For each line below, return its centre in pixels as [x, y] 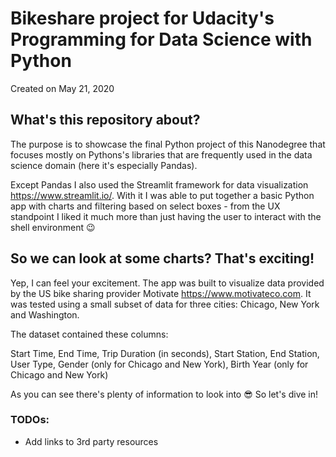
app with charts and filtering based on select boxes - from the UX [145, 206]
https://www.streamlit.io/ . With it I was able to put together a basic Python [162, 195]
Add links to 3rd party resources [91, 441]
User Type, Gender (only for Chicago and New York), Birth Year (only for [159, 364]
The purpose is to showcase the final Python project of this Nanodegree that [168, 144]
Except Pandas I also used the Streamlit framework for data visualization [159, 184]
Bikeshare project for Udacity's [142, 18]
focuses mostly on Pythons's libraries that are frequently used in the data [161, 154]
